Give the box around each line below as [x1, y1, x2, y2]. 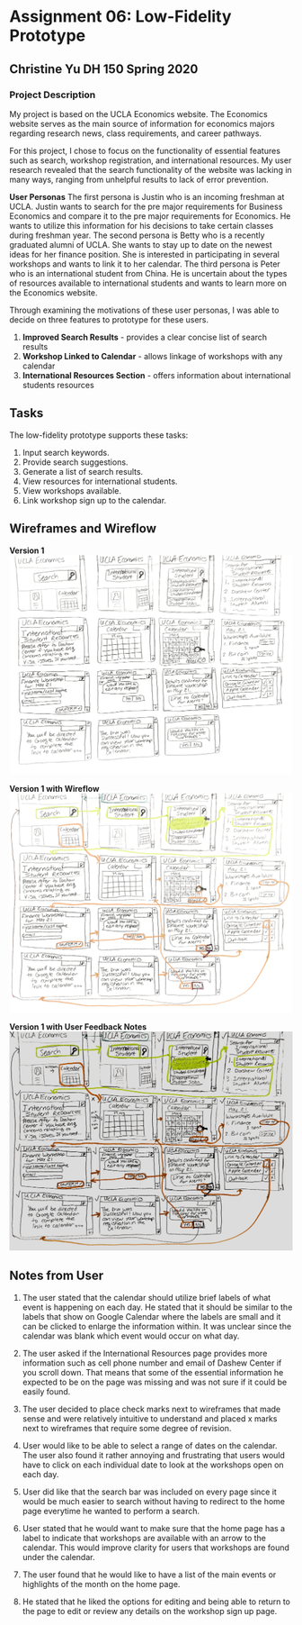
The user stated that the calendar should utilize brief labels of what [22, 1292, 271, 1303]
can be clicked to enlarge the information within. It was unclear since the [22, 1321, 292, 1331]
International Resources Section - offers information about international [22, 369, 291, 380]
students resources [22, 379, 94, 390]
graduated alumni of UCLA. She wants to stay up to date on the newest [9, 239, 272, 250]
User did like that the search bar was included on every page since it [22, 1486, 277, 1497]
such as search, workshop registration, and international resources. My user [9, 155, 292, 166]
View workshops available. [22, 485, 122, 496]
